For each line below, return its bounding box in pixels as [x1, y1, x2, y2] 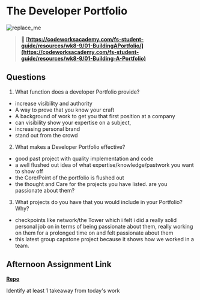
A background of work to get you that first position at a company [14, 112, 175, 119]
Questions [6, 72, 46, 82]
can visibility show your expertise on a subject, [14, 119, 132, 126]
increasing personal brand [14, 125, 80, 133]
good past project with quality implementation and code [14, 155, 154, 162]
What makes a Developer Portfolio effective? [14, 143, 126, 151]
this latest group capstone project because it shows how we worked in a [14, 235, 194, 242]
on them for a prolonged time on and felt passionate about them [14, 229, 174, 236]
